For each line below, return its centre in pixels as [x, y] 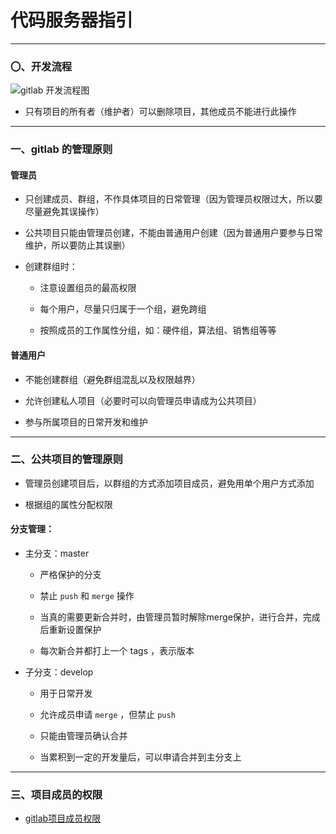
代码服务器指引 [72, 20]
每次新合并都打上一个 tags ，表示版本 [117, 651]
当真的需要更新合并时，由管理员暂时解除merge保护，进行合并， [171, 617]
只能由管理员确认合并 [83, 736]
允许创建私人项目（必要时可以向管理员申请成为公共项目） [143, 400]
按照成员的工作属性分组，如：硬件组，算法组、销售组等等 [158, 330]
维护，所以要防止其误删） [77, 245]
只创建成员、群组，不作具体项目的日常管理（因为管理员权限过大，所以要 [173, 199]
